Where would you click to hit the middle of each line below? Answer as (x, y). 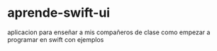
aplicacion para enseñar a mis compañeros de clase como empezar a (109, 32)
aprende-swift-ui (59, 13)
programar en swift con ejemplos (56, 39)
